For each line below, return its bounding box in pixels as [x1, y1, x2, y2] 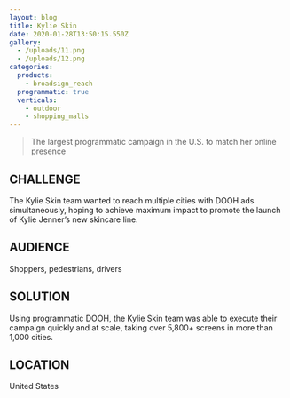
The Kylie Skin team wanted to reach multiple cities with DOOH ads [9, 195, 255, 205]
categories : [9, 63, 53, 72]
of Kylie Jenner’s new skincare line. [9, 214, 139, 225]
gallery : [9, 37, 42, 47]
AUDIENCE [9, 240, 70, 255]
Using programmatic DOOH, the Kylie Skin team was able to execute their [9, 313, 278, 323]
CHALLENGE [9, 171, 81, 187]
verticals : [17, 95, 58, 105]
